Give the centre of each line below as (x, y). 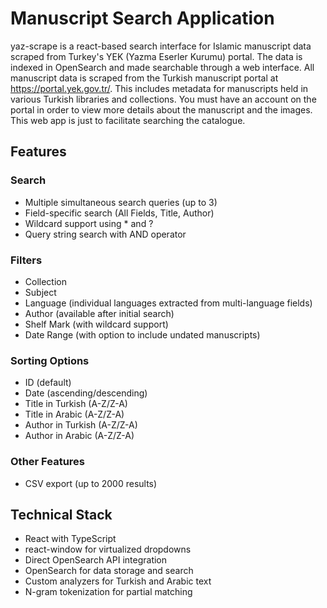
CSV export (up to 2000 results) (91, 483)
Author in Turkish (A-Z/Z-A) (81, 425)
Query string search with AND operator (105, 234)
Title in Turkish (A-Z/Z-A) (76, 404)
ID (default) (48, 383)
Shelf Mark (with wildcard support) (96, 324)
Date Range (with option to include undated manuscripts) (142, 334)
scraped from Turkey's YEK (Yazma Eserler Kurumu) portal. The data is (156, 56)
